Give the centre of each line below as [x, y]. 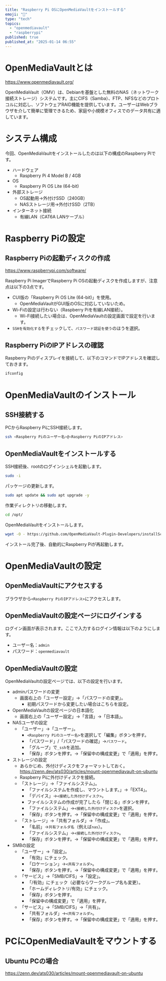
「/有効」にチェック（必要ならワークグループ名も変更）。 [85, 883]
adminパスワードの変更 [36, 692]
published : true [22, 38]
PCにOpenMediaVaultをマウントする [81, 941]
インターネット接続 [32, 210]
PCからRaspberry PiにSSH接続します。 [45, 428]
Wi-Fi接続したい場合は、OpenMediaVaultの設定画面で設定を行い [85, 316]
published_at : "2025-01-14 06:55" [41, 42]
